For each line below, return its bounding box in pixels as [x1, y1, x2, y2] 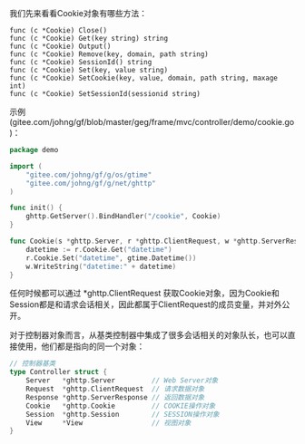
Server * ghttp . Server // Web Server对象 [25, 376, 219, 385]
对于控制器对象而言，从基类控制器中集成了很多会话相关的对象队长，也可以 [9, 330, 288, 341]
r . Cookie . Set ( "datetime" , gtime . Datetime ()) [25, 253, 197, 263]
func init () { [9, 203, 64, 213]
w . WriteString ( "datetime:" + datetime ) [25, 262, 177, 271]
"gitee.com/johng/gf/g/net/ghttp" [25, 179, 156, 188]
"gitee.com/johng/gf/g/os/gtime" [25, 170, 152, 179]
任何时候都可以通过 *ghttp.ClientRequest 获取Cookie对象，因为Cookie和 [9, 288, 280, 299]
